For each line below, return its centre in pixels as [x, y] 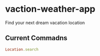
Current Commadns [36, 38]
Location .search [22, 49]
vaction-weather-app [50, 9]
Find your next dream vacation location [45, 23]
